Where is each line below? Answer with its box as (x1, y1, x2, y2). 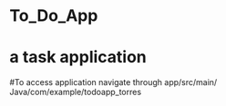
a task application (9, 47, 148, 68)
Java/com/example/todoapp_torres (9, 87, 142, 98)
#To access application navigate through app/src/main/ (9, 77, 218, 88)
